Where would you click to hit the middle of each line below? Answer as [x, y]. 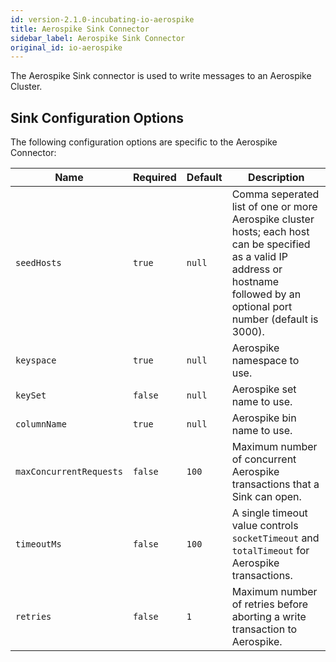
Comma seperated [275, 194]
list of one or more [274, 207]
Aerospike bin [264, 418]
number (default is [275, 319]
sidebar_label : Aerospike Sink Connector [98, 38]
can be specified [271, 244]
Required [154, 178]
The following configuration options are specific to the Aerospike [144, 142]
